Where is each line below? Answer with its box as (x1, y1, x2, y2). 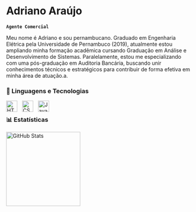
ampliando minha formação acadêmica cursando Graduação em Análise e (6, 46, 187, 54)
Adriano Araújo (6, 4, 82, 18)
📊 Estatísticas (6, 116, 49, 124)
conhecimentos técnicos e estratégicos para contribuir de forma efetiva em (6, 65, 191, 72)
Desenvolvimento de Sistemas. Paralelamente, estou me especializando (6, 53, 182, 60)
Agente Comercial (6, 24, 49, 30)
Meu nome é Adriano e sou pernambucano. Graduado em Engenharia (6, 34, 176, 41)
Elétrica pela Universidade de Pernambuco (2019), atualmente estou (6, 40, 173, 48)
